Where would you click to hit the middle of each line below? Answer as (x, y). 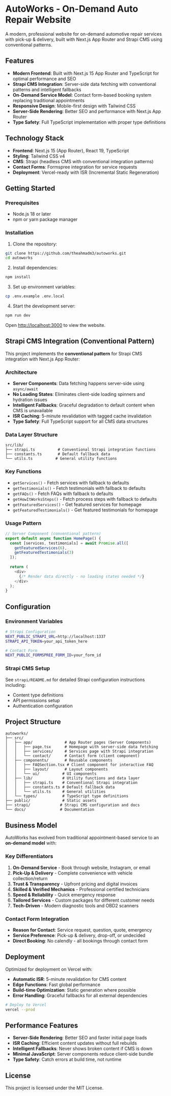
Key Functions (23, 472)
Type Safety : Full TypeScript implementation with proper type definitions (89, 122)
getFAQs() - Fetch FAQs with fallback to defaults (63, 494)
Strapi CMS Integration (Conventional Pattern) (80, 341)
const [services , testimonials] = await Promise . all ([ (69, 543)
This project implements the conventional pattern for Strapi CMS (74, 353)
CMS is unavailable (33, 411)
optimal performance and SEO (44, 79)
